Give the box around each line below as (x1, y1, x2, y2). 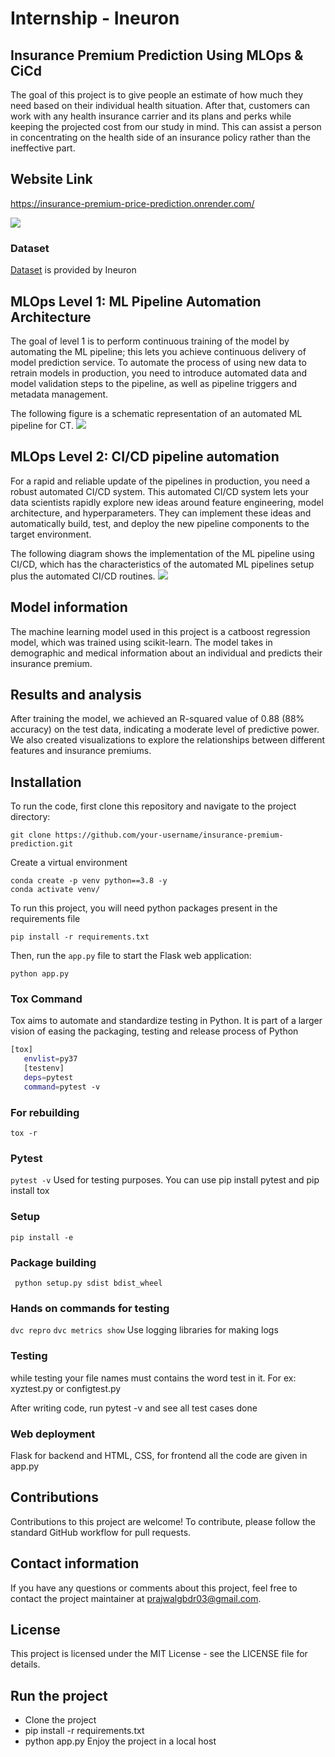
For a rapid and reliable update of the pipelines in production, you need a (10, 475, 311, 487)
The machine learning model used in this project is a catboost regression (10, 625, 311, 637)
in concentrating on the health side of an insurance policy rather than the (10, 132, 312, 143)
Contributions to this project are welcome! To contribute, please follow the (10, 1515, 316, 1527)
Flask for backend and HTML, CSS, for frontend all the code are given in (10, 1449, 308, 1461)
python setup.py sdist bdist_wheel (14, 1278, 163, 1289)
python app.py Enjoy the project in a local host (24, 1735, 217, 1747)
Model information (10, 599, 128, 616)
